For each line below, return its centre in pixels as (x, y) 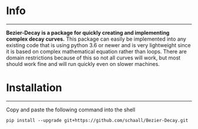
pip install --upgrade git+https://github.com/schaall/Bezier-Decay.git (97, 120)
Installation (34, 88)
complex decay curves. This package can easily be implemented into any (96, 39)
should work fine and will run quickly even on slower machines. (83, 64)
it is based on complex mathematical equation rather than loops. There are (96, 51)
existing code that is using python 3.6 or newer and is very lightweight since (98, 45)
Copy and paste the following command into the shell (71, 110)
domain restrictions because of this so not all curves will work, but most (93, 58)
